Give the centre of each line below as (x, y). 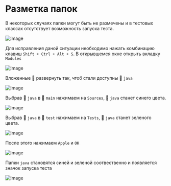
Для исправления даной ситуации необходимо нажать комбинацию (80, 48)
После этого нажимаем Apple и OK (42, 143)
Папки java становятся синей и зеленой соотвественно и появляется (81, 162)
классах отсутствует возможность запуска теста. (59, 28)
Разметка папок (41, 9)
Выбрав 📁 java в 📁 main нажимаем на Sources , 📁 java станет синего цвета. (86, 98)
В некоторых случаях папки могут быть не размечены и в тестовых (79, 23)
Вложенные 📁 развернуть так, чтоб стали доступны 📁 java (69, 78)
